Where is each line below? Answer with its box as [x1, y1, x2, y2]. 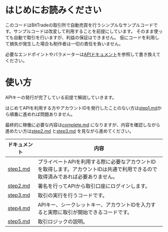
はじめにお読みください [5, 4, 102, 16]
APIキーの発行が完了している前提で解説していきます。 [5, 94, 117, 100]
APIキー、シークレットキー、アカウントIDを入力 [37, 201, 151, 208]
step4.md [7, 205, 30, 212]
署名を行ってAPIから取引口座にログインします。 [37, 183, 150, 190]
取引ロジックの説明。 [37, 218, 88, 225]
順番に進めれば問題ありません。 [9, 111, 75, 117]
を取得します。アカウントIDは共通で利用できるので [37, 166, 157, 173]
